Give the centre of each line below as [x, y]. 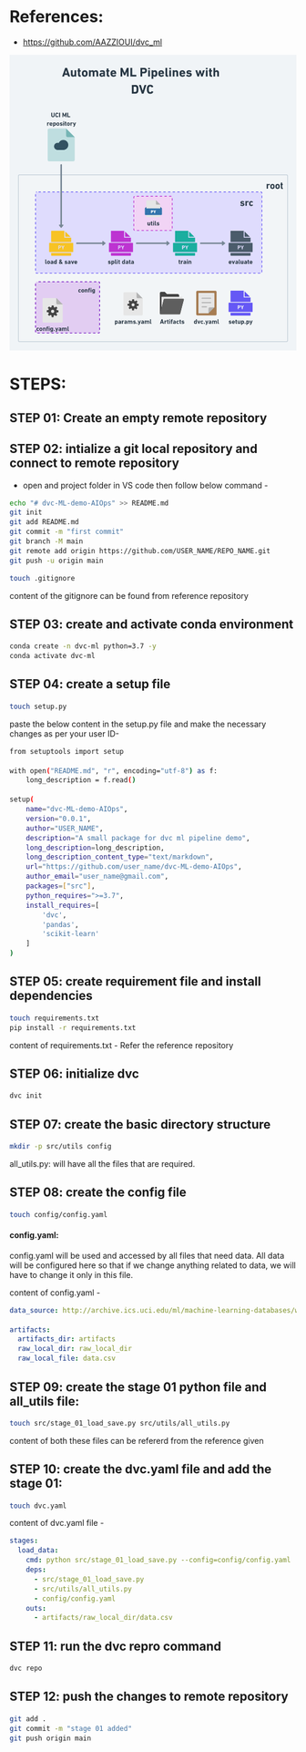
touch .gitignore [42, 578]
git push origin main [51, 1738]
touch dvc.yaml [38, 1506]
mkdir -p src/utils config [61, 1147]
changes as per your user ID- [65, 733]
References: [56, 17]
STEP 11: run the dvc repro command [115, 1646]
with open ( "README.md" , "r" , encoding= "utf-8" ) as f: [114, 771]
